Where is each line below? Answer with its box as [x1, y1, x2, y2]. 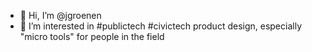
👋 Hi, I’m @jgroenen [19, 10, 102, 21]
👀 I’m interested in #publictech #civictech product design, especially [19, 20, 302, 32]
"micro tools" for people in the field [19, 31, 165, 42]
